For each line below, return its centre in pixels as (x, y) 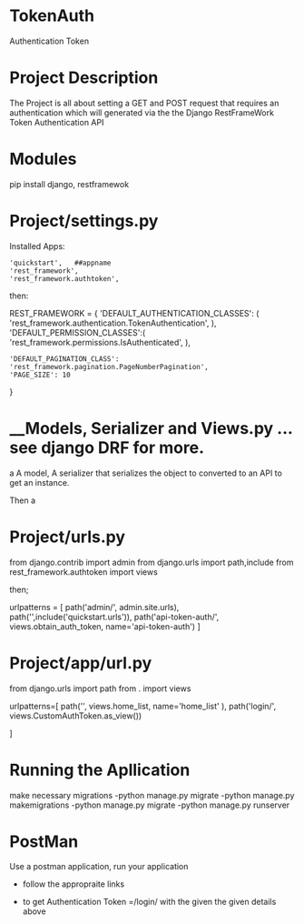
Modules (43, 159)
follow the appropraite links (74, 884)
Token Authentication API (57, 122)
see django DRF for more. (107, 447)
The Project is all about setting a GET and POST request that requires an (144, 103)
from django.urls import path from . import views (100, 688)
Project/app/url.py (81, 663)
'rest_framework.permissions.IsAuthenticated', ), (100, 342)
